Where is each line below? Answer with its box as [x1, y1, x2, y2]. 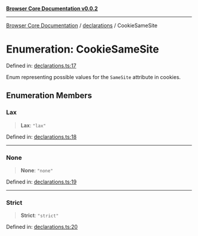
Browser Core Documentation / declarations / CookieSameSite [6, 22, 158, 29]
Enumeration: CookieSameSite [6, 42, 159, 56]
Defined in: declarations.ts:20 [6, 224, 78, 231]
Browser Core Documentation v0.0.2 [6, 5, 98, 12]
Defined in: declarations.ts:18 [6, 133, 77, 140]
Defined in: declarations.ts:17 [6, 62, 77, 69]
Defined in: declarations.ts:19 [6, 178, 77, 185]
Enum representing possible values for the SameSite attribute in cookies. [6, 73, 181, 80]
